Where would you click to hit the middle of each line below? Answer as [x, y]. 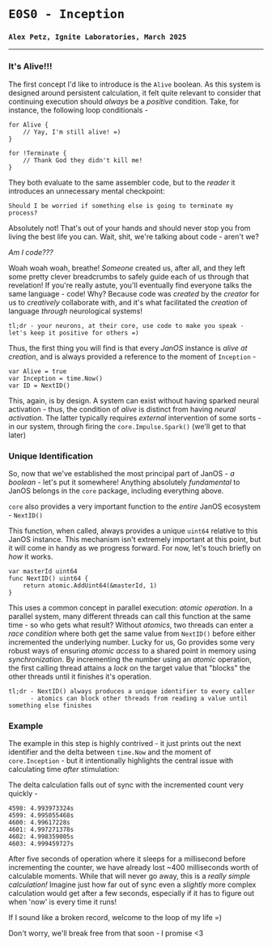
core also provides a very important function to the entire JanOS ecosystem [135, 507]
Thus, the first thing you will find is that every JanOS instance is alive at [128, 347]
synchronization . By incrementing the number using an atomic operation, [130, 659]
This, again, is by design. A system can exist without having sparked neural [134, 400]
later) [17, 435]
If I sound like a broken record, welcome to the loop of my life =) [115, 918]
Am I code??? [31, 252]
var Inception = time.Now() [56, 378]
